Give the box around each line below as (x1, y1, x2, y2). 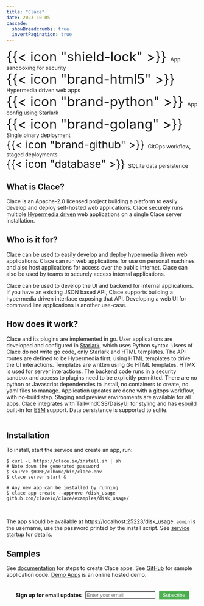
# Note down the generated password (6, 464, 99, 470)
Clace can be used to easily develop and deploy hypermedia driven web (6, 251, 188, 258)
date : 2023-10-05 (6, 15, 51, 21)
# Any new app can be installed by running (6, 485, 119, 491)
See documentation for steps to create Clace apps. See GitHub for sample (6, 565, 192, 572)
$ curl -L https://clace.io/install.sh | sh (6, 458, 121, 464)
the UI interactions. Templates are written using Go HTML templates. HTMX (6, 361, 196, 368)
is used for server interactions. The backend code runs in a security (6, 367, 177, 375)
